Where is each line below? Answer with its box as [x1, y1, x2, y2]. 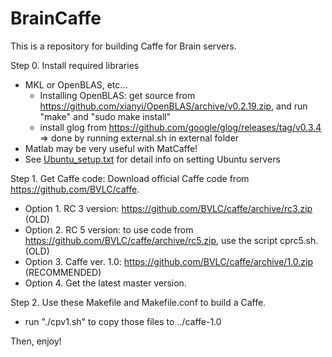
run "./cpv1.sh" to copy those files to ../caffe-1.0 [24, 315, 222, 327]
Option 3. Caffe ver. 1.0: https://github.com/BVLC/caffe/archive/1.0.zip [24, 255, 313, 267]
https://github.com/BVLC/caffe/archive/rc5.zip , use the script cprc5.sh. [24, 234, 319, 246]
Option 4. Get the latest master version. [24, 277, 187, 289]
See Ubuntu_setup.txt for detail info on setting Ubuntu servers [24, 153, 281, 165]
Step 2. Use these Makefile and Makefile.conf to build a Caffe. [10, 296, 267, 308]
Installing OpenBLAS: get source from [39, 89, 196, 101]
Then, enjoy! [10, 335, 62, 347]
